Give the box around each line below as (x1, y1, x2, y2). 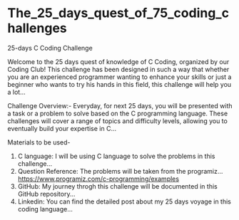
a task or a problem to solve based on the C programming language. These (7, 109, 228, 117)
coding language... (17, 204, 73, 213)
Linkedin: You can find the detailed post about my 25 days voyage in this (17, 197, 232, 206)
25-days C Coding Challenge (7, 43, 93, 52)
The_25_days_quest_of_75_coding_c (7, 5, 230, 21)
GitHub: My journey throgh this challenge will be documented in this (17, 182, 218, 190)
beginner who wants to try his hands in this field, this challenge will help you (7, 80, 232, 88)
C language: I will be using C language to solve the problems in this (17, 152, 215, 160)
